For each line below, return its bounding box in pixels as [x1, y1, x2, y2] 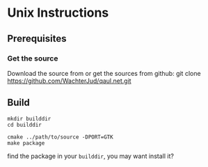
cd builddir [7, 121, 42, 128]
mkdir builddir [7, 115, 51, 122]
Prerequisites [7, 33, 67, 45]
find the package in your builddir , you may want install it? [7, 152, 174, 160]
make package [7, 139, 45, 147]
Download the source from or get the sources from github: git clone [7, 69, 201, 77]
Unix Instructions [7, 5, 109, 21]
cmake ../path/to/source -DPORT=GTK [7, 134, 113, 141]
